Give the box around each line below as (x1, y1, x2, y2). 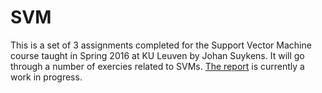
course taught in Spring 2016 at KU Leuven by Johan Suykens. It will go (10, 49, 305, 61)
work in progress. (10, 71, 83, 83)
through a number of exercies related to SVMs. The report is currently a (10, 60, 305, 72)
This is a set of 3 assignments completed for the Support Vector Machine (10, 39, 312, 51)
